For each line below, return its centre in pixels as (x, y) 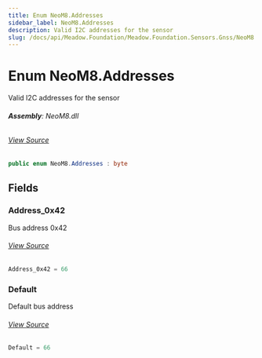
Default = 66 (29, 348)
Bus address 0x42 (38, 228)
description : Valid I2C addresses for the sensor (91, 30)
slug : (17, 37)
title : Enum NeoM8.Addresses (56, 15)
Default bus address (41, 306)
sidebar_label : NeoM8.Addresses (61, 23)
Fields (24, 188)
